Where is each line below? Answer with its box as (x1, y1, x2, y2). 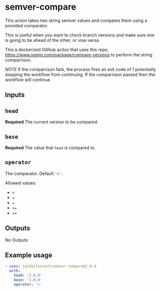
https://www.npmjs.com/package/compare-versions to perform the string (5, 51, 153, 57)
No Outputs (5, 237, 28, 243)
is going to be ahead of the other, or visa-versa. (5, 37, 100, 43)
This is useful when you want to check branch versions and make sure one (5, 32, 155, 38)
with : (9, 269, 21, 274)
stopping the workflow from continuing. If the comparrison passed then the (5, 71, 156, 77)
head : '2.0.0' (14, 273, 42, 278)
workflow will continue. (5, 77, 51, 83)
